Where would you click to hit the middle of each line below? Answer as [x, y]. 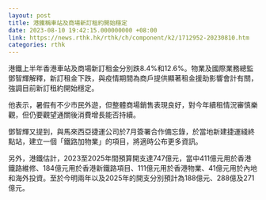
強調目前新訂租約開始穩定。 [53, 89]
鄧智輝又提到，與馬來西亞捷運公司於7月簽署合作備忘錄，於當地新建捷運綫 [128, 132]
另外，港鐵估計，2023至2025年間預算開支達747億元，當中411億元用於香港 [130, 158]
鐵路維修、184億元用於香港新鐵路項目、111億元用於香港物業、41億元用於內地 [133, 168]
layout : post [30, 15]
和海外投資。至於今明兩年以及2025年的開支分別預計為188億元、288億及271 [131, 178]
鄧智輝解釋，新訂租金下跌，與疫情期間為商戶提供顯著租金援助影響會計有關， [133, 78]
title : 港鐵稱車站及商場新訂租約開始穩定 [68, 23]
